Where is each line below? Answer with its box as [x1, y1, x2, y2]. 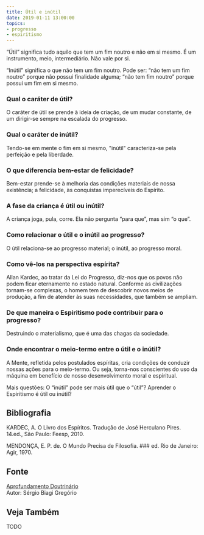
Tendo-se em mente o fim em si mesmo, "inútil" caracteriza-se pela [6, 144, 177, 151]
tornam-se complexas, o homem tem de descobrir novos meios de [6, 286, 174, 293]
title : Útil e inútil [6, 9, 62, 15]
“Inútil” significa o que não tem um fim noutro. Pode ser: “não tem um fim [6, 66, 190, 74]
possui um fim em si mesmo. [6, 80, 79, 87]
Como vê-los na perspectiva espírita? [6, 260, 120, 268]
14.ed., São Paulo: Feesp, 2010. [6, 431, 85, 438]
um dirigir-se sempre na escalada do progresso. [6, 115, 127, 123]
